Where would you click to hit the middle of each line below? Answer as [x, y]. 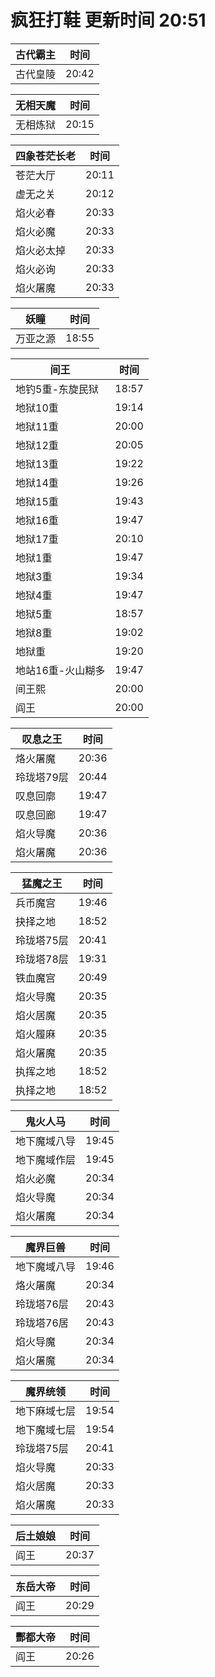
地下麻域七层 [46, 1411]
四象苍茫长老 [46, 156]
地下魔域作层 [46, 1159]
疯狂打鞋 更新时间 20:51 [108, 20]
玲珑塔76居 [42, 1323]
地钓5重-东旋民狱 [57, 389]
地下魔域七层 [46, 1429]
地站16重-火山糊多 [60, 670]
